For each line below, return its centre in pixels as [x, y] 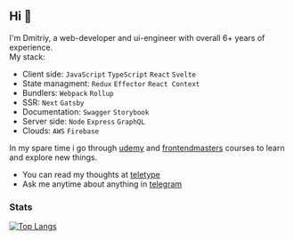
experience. [31, 47]
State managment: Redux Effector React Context [111, 83]
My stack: [28, 56]
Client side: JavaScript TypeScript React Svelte [109, 74]
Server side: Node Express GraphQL [83, 121]
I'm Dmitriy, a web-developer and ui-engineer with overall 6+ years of [137, 37]
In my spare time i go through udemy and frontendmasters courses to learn [147, 148]
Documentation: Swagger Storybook [86, 111]
